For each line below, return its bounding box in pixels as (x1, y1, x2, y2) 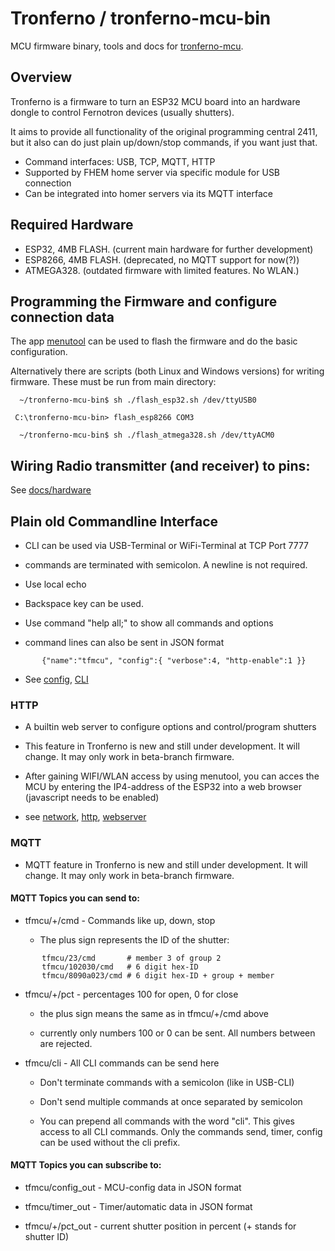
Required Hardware (10, 217, 134, 234)
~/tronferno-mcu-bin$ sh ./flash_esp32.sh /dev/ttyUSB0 (19, 395, 257, 406)
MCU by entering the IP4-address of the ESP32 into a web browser (24, 781, 302, 793)
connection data (10, 308, 115, 326)
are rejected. (39, 1037, 93, 1049)
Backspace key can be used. (24, 598, 144, 609)
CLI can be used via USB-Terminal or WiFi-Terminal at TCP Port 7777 (24, 540, 310, 551)
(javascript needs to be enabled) (24, 792, 160, 804)
